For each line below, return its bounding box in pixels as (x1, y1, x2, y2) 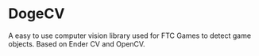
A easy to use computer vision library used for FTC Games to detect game (8, 31, 252, 40)
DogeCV (8, 5, 65, 23)
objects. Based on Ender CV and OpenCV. (8, 39, 145, 48)
